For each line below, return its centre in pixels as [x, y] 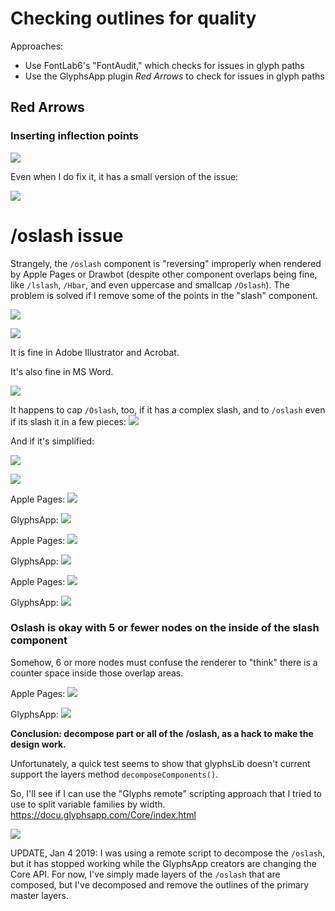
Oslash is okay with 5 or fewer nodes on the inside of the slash [165, 628]
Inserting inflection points [74, 136]
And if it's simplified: [52, 441]
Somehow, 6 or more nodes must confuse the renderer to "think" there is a [164, 662]
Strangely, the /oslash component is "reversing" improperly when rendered [166, 263]
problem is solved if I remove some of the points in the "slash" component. [164, 295]
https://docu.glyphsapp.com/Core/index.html [103, 814]
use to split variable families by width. [88, 804]
